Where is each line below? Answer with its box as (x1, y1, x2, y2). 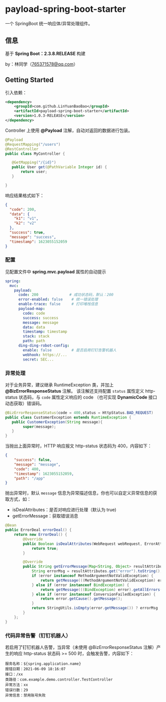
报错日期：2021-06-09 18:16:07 (5, 666, 66, 671)
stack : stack (23, 334, 50, 339)
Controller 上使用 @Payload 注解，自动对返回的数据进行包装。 (5, 127, 132, 133)
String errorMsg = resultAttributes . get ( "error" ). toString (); (31, 569, 163, 574)
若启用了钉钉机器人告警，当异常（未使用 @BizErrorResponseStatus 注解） (5, 644, 157, 650)
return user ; (20, 170, 48, 175)
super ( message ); (23, 424, 56, 429)
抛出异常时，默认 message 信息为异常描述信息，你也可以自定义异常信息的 (5, 490, 153, 496)
